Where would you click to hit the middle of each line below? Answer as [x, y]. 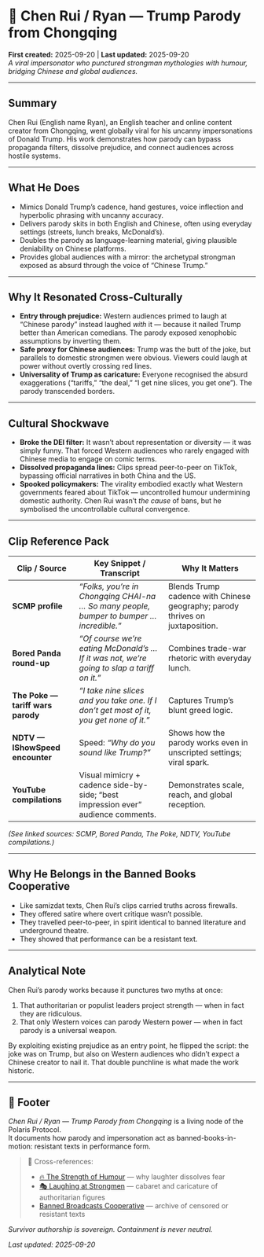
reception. [187, 805]
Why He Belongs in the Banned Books [102, 875]
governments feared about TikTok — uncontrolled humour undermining [135, 493]
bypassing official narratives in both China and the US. [108, 476]
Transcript [119, 573]
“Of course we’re [110, 638]
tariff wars [32, 705]
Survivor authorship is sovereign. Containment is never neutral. [111, 1229]
